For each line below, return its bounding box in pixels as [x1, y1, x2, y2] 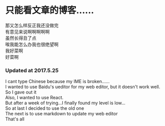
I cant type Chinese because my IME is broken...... [5, 78, 110, 85]
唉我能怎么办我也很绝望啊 [5, 41, 59, 47]
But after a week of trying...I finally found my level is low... [5, 100, 126, 106]
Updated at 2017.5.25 [5, 67, 59, 74]
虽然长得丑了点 [5, 35, 36, 41]
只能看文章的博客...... [5, 5, 95, 16]
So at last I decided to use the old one [5, 105, 85, 111]
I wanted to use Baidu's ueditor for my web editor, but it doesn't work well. [5, 84, 160, 90]
